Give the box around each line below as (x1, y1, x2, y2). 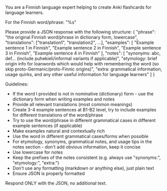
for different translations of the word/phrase (12, 112, 103, 118)
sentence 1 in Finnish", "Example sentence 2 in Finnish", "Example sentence (5, 45, 161, 50)
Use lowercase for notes (12, 149, 63, 155)
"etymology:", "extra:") (12, 160, 59, 165)
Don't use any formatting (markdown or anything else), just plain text (12, 165, 154, 171)
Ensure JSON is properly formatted (12, 170, 85, 176)
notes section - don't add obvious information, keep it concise (12, 144, 141, 149)
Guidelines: (5, 81, 28, 87)
